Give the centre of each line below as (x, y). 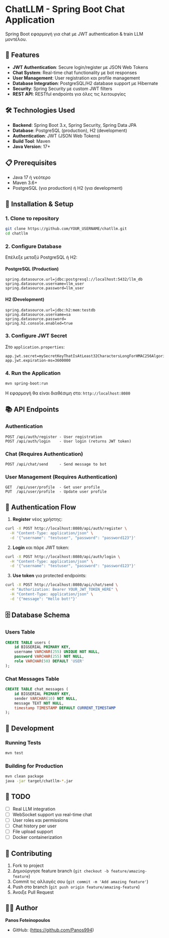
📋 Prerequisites (31, 163)
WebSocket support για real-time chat (52, 814)
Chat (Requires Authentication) (44, 454)
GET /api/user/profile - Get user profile (53, 487)
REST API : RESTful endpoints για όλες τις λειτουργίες (69, 94)
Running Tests (23, 742)
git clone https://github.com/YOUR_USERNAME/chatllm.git (66, 229)
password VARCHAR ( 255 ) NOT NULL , (49, 657)
